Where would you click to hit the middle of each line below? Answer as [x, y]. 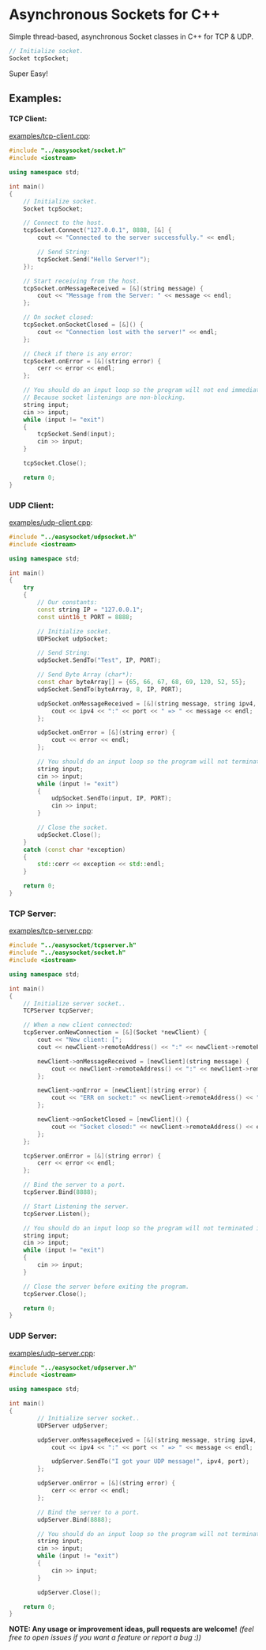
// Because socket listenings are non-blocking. [105, 397]
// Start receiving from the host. [82, 281]
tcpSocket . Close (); [55, 464]
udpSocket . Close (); [69, 835]
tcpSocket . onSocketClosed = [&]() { [84, 325]
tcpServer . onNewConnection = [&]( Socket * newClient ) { [115, 1032]
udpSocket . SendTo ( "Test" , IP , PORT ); [99, 660]
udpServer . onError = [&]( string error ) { [107, 1483]
